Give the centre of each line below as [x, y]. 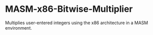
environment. [19, 28]
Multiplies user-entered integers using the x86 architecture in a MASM [76, 23]
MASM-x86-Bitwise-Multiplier [69, 9]
